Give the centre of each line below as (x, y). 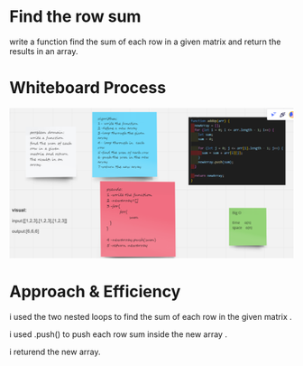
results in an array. (44, 51)
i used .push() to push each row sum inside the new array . (119, 334)
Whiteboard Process (88, 88)
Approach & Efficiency (95, 292)
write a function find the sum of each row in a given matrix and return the (145, 42)
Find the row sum (75, 17)
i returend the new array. (55, 352)
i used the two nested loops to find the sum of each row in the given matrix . (151, 317)
